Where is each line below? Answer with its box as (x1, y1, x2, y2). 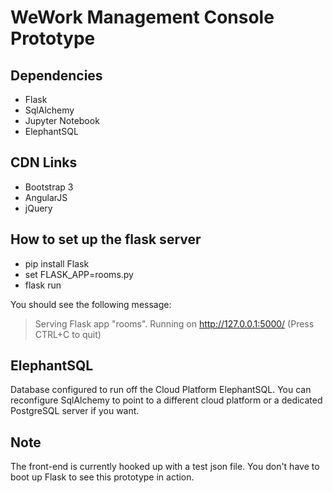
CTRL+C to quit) (34, 328, 102, 340)
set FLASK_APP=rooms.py (24, 268, 134, 280)
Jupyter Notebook (24, 115, 100, 126)
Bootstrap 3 (24, 181, 74, 193)
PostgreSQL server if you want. (10, 405, 140, 417)
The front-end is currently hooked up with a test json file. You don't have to (10, 461, 320, 473)
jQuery (24, 202, 53, 214)
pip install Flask (24, 257, 90, 270)
